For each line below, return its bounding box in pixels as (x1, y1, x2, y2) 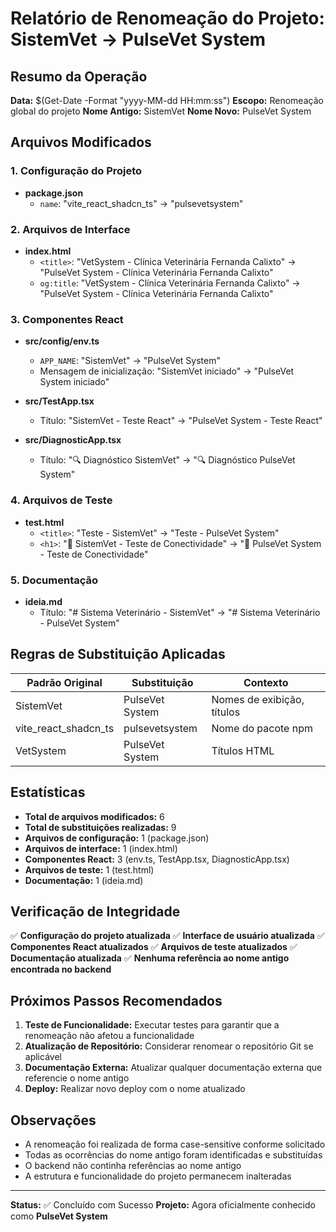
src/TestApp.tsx (24, 395, 95, 407)
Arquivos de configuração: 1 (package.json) (24, 832, 210, 844)
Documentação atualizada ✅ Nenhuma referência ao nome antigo (10, 952, 290, 964)
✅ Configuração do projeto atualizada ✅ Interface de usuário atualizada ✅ (10, 930, 325, 942)
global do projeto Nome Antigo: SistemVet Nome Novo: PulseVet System (10, 105, 312, 117)
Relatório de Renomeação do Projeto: (10, 7, 325, 30)
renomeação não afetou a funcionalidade (24, 1030, 195, 1042)
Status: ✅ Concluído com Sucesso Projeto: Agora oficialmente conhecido (10, 1198, 316, 1211)
